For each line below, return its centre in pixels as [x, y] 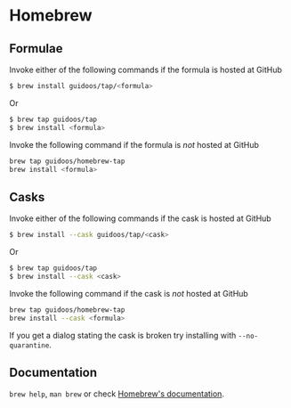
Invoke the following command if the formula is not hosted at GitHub [134, 144]
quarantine [29, 345]
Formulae [36, 49]
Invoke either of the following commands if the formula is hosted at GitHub [146, 69]
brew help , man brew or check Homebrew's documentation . [117, 394]
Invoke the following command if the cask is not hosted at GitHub [129, 293]
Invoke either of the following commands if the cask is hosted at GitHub [140, 218]
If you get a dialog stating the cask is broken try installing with [123, 335]
